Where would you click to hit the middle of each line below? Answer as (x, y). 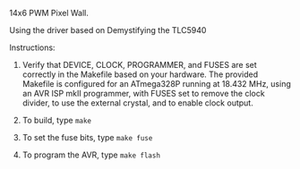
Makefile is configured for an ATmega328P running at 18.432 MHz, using (156, 84)
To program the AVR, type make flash (91, 155)
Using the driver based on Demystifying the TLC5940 (108, 30)
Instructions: (32, 47)
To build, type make (57, 120)
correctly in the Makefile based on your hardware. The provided (140, 74)
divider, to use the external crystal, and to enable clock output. (137, 103)
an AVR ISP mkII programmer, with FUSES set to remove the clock (144, 93)
